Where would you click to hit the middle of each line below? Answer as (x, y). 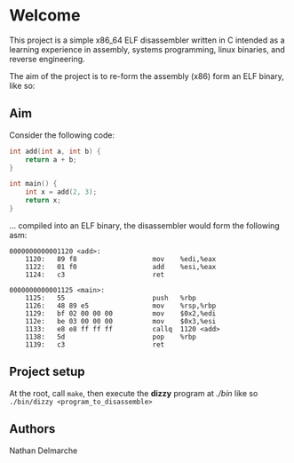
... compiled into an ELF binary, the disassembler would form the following (144, 225)
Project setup (48, 372)
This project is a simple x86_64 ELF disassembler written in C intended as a (147, 40)
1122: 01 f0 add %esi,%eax (121, 267)
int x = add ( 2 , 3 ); (61, 192)
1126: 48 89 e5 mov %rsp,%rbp (121, 306)
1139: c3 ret (95, 344)
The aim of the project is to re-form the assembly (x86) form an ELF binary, (147, 76)
